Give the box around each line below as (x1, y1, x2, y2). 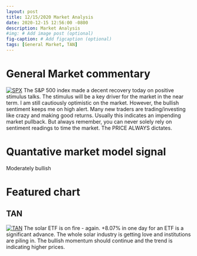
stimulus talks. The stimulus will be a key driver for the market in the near (6, 93, 184, 100)
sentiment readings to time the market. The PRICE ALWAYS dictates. (6, 124, 172, 131)
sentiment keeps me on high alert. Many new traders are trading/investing (6, 105, 186, 112)
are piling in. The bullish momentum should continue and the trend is (6, 237, 173, 244)
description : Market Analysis (6, 25, 81, 31)
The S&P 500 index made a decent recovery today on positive (23, 86, 174, 93)
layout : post (6, 8, 38, 15)
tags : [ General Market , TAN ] (6, 42, 78, 48)
